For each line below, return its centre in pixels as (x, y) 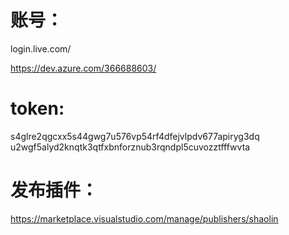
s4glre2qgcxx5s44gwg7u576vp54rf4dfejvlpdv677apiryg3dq (135, 136)
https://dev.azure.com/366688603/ (83, 68)
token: (37, 108)
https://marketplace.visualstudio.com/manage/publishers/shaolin (144, 218)
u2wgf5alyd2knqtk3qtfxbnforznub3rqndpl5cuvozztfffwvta (130, 147)
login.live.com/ (41, 48)
